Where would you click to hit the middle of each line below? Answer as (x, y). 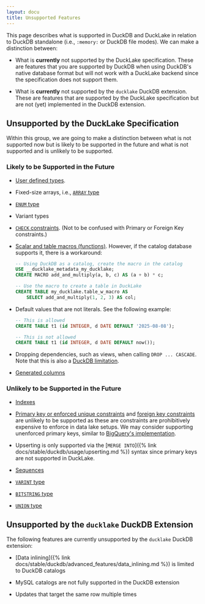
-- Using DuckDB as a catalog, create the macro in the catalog (99, 263)
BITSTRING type (34, 493)
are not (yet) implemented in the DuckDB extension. (80, 104)
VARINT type (30, 482)
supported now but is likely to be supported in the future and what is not (97, 145)
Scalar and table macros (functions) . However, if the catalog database (103, 246)
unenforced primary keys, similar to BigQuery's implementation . (95, 433)
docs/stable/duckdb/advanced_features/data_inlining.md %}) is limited (105, 564)
